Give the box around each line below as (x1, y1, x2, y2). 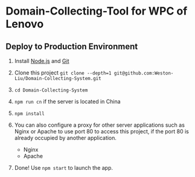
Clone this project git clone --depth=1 (14, 69, 112, 76)
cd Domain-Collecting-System (14, 87, 88, 93)
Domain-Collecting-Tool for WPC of (5, 4, 188, 18)
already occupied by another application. (14, 135, 117, 141)
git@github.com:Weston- (113, 70, 174, 76)
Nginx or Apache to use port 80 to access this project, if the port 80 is (14, 128, 190, 135)
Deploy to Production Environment (5, 41, 138, 52)
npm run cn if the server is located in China (14, 98, 121, 105)
